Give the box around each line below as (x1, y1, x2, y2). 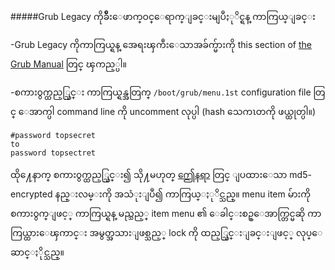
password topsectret (10, 148, 97, 158)
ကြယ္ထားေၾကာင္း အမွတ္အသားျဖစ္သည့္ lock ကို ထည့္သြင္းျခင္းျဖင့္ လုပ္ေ (10, 227, 323, 238)
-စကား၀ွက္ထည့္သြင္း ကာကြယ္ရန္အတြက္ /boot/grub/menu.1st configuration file (10, 86, 312, 98)
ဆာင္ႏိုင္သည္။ (10, 246, 65, 258)
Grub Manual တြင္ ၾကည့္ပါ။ (10, 58, 127, 70)
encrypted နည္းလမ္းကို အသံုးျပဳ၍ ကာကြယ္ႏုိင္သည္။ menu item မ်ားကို (10, 188, 312, 200)
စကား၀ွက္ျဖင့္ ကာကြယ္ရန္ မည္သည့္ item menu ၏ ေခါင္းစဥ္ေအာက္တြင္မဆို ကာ (10, 208, 322, 219)
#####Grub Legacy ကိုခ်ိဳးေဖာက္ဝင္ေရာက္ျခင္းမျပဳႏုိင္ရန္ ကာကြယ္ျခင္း (10, 11, 316, 22)
